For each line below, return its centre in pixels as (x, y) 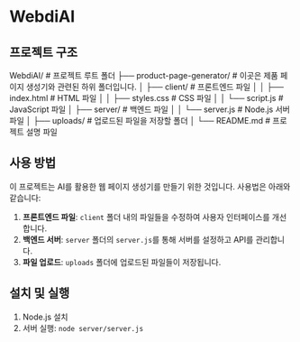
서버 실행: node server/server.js (83, 328)
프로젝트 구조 (44, 52)
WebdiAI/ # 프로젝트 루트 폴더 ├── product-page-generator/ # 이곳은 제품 (144, 75)
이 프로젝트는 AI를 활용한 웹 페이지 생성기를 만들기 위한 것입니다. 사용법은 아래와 (150, 186)
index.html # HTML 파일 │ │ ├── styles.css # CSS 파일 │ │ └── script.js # (146, 98)
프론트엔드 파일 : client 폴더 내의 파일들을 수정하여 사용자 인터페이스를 (146, 217)
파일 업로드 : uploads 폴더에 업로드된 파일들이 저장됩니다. (122, 262)
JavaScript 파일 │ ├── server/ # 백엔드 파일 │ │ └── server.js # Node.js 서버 (150, 109)
